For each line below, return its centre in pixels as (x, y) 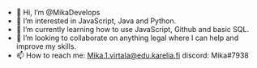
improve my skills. (46, 46)
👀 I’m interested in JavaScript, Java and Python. (96, 21)
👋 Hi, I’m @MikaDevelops (58, 12)
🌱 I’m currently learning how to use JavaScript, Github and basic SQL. (133, 29)
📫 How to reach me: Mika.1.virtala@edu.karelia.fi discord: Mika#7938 (133, 55)
